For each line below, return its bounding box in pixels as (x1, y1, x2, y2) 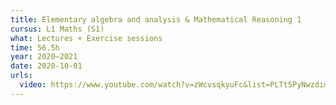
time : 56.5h (10, 42, 60, 53)
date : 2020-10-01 (10, 61, 83, 71)
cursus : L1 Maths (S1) (10, 24, 105, 34)
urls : (10, 71, 33, 81)
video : (19, 80, 47, 90)
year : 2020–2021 (10, 52, 78, 62)
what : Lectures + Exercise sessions (10, 33, 163, 43)
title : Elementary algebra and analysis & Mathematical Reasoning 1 (10, 14, 302, 25)
